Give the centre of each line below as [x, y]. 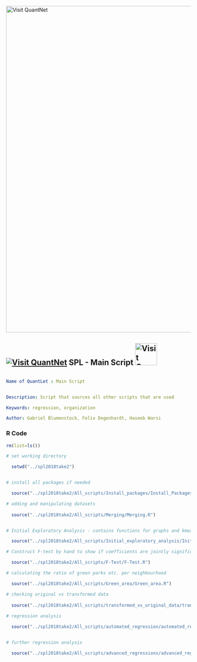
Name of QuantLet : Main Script [45, 381]
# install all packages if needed [48, 483]
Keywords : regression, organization [51, 408]
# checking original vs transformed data [57, 594]
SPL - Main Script [101, 363]
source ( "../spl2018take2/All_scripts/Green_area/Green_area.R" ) [91, 583]
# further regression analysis [44, 643]
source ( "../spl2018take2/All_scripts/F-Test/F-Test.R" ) [81, 563]
